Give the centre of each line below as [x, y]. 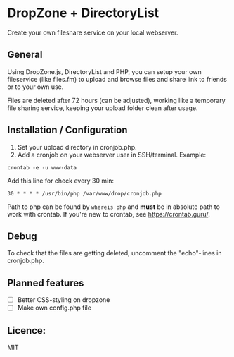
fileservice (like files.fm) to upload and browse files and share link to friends [117, 79]
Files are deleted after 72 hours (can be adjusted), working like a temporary [117, 100]
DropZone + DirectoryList [83, 13]
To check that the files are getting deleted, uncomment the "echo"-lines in [115, 253]
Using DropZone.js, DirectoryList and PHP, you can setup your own [104, 71]
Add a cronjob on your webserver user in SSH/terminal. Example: [111, 155]
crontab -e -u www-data [42, 167]
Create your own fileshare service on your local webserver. [93, 32]
